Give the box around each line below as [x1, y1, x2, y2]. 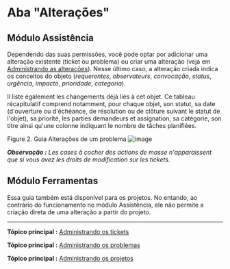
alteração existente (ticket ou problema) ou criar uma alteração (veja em [7, 57, 211, 66]
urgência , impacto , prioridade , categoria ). [7, 79, 126, 87]
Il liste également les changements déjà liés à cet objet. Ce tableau [7, 92, 195, 101]
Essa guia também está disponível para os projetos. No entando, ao [7, 193, 198, 201]
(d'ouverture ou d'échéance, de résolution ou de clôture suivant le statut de [7, 107, 220, 115]
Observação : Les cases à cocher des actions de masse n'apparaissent [7, 149, 212, 156]
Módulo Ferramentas [7, 175, 99, 187]
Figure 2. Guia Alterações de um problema [7, 135, 127, 143]
